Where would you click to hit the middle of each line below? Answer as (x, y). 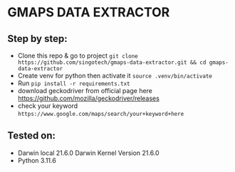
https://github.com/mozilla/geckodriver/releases (89, 98)
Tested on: (31, 136)
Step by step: (37, 39)
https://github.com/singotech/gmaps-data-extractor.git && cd (112, 63)
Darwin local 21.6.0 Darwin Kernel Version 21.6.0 (88, 153)
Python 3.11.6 (37, 160)
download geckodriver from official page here (85, 91)
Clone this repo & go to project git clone (78, 55)
